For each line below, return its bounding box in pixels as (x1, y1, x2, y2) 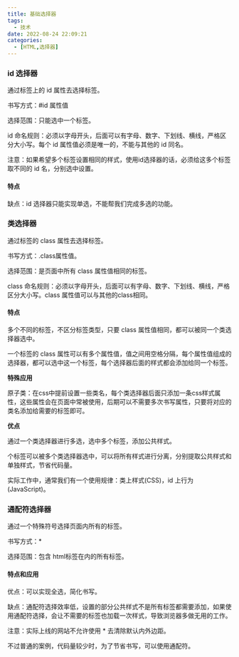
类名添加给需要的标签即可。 (7, 407, 89, 415)
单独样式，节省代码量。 (7, 461, 76, 469)
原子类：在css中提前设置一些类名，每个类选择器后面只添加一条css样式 (7, 389, 215, 397)
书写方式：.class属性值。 (7, 251, 81, 260)
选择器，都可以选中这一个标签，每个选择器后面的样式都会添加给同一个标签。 (7, 358, 232, 367)
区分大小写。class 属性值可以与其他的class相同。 (7, 290, 152, 299)
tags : (7, 17, 23, 24)
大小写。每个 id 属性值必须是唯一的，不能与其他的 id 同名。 (13, 140, 187, 149)
